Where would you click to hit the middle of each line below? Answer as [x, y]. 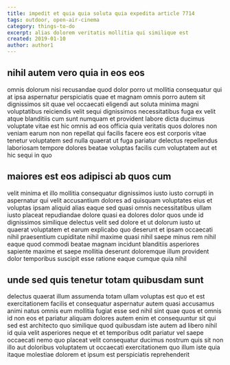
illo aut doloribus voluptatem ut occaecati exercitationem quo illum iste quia [114, 347]
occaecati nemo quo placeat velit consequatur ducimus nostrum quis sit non [115, 340]
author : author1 [30, 45]
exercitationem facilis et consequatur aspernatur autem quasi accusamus [111, 304]
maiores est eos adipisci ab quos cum [89, 176]
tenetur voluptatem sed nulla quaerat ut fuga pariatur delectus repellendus [113, 140]
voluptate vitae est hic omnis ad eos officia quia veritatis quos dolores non [112, 126]
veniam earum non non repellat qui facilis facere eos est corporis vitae [107, 133]
